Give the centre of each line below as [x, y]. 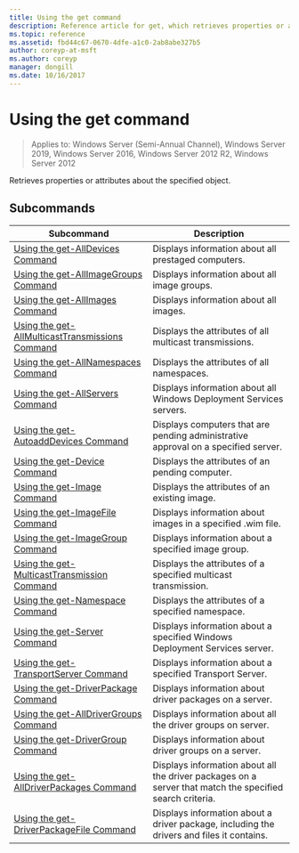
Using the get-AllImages [65, 299]
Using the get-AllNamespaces [77, 362]
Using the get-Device [59, 461]
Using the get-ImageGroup [70, 538]
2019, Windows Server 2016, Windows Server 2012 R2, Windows [149, 153]
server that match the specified [218, 787]
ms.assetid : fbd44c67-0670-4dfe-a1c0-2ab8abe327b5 [105, 42]
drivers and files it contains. [210, 835]
